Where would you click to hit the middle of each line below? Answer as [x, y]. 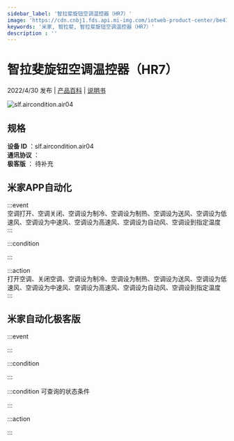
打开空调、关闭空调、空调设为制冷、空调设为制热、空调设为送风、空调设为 [114, 278]
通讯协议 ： [23, 155]
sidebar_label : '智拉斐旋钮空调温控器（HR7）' [70, 14]
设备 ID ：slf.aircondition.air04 [50, 146]
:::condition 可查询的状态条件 [49, 391]
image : [17, 20]
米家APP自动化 [39, 188]
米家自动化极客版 [44, 319]
